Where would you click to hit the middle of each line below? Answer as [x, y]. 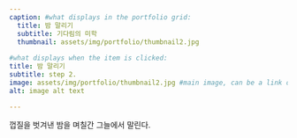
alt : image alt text [47, 91]
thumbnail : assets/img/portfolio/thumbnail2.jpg [108, 42]
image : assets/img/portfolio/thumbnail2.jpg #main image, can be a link [146, 83]
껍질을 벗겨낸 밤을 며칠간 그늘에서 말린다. [80, 125]
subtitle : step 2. [43, 75]
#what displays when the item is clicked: [88, 58]
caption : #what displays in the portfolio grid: [100, 17]
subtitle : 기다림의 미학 [57, 33]
